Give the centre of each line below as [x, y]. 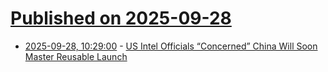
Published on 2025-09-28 [121, 18]
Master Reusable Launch [76, 56]
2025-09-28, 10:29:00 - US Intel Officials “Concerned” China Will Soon [171, 46]
